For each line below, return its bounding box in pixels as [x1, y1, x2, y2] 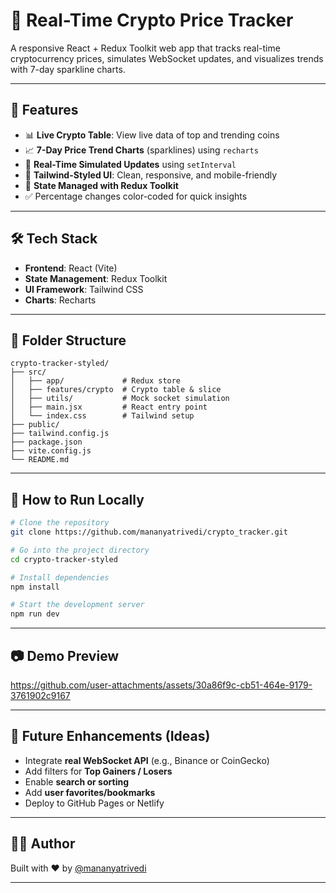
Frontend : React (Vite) [24, 262, 118, 274]
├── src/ [10, 367, 47, 378]
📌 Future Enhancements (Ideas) [10, 728, 211, 745]
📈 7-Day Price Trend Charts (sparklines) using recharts [24, 144, 259, 156]
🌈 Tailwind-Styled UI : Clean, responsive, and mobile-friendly [24, 169, 278, 181]
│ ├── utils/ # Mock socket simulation [10, 394, 230, 404]
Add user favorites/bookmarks [24, 786, 156, 798]
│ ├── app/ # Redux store [10, 376, 182, 386]
